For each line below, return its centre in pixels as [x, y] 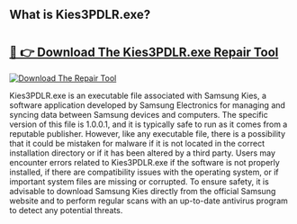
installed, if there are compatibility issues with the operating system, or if [144, 172]
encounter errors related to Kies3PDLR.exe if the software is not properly [145, 162]
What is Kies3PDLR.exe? [80, 15]
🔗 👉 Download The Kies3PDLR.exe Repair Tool [144, 52]
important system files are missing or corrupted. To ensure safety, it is [139, 182]
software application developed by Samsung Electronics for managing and [148, 105]
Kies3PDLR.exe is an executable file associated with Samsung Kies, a [138, 95]
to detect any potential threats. [66, 210]
